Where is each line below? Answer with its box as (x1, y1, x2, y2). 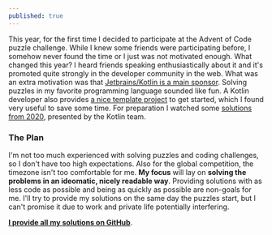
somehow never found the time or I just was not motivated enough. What (8, 51, 253, 61)
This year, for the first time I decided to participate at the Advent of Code (8, 34, 252, 44)
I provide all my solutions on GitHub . (8, 217, 133, 227)
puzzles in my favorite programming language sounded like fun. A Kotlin (8, 86, 249, 96)
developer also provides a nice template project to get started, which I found (8, 94, 264, 104)
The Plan (8, 131, 45, 143)
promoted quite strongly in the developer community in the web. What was (8, 68, 258, 78)
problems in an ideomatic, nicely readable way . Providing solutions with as (8, 176, 262, 186)
